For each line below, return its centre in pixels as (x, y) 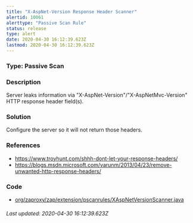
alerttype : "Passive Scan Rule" (46, 23)
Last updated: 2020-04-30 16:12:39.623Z (57, 213)
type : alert (21, 34)
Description (24, 82)
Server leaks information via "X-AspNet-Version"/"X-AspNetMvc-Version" (97, 95)
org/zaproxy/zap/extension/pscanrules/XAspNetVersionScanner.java (99, 199)
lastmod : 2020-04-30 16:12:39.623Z (50, 45)
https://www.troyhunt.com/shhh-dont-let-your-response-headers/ (96, 158)
